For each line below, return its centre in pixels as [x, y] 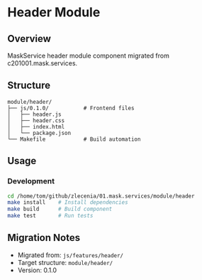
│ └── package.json [39, 133]
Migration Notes [44, 238]
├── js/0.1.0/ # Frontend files [71, 108]
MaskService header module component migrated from [89, 55]
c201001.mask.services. [43, 63]
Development [31, 181]
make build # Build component [60, 209]
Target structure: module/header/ [65, 262]
